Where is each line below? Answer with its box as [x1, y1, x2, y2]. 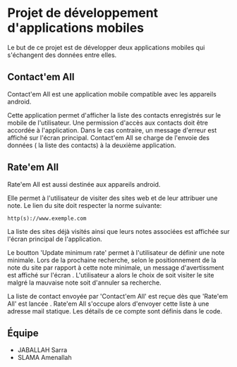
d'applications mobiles [7, 20, 145, 36]
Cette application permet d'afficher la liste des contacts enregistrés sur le [7, 111, 221, 119]
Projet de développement [7, 5, 159, 21]
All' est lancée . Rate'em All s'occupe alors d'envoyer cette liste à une [7, 299, 209, 308]
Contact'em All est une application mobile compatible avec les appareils [7, 89, 217, 98]
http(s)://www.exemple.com [7, 215, 87, 222]
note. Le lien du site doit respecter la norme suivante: [7, 201, 162, 209]
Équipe [7, 327, 39, 339]
